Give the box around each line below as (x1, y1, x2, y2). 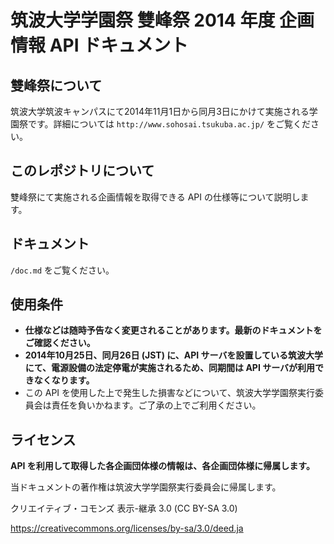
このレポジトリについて (10, 162, 155, 180)
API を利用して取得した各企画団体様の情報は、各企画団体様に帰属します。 (10, 460, 315, 472)
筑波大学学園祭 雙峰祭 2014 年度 (10, 9, 276, 32)
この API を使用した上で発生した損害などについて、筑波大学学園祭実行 (24, 387, 315, 399)
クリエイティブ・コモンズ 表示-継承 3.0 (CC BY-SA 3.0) (10, 502, 238, 515)
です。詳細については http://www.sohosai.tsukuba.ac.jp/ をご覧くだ (27, 118, 312, 130)
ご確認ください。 (24, 337, 96, 349)
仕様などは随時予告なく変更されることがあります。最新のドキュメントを (24, 324, 323, 336)
